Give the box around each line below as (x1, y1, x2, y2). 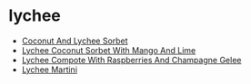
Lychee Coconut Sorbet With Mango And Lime (21, 44, 196, 55)
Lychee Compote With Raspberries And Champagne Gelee (21, 54, 242, 65)
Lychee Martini (21, 64, 78, 75)
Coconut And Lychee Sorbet (21, 35, 128, 46)
